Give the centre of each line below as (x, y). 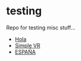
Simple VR (27, 45)
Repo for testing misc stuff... (41, 28)
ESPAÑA (25, 51)
